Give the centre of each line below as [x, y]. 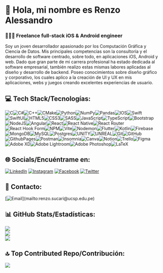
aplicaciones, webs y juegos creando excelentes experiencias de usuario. [79, 83]
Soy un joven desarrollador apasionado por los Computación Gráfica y [76, 46]
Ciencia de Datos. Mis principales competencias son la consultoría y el [76, 51]
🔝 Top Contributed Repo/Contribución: [65, 254]
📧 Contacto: [23, 187]
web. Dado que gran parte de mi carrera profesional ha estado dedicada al [80, 62]
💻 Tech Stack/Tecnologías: [48, 99]
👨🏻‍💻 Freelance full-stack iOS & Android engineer [64, 36]
